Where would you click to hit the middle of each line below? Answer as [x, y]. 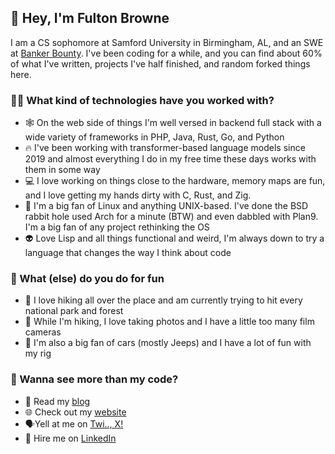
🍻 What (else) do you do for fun [87, 279]
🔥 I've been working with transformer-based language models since [165, 148]
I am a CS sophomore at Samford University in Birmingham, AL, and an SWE [167, 42]
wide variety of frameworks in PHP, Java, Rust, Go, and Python [154, 137]
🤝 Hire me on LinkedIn [70, 438]
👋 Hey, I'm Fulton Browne [90, 18]
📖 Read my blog [57, 401]
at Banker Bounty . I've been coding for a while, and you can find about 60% [166, 53]
